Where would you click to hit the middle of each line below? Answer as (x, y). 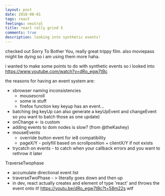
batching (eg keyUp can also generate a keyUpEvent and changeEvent (84, 111)
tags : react (17, 19)
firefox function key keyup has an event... (62, 106)
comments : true (21, 33)
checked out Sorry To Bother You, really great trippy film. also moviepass (80, 51)
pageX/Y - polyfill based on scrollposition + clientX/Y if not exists (86, 143)
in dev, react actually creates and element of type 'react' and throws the (86, 183)
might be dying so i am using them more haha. (53, 56)
